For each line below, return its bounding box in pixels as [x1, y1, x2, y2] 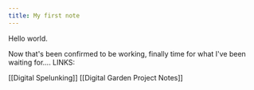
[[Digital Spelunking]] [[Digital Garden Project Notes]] [8, 72, 183, 82]
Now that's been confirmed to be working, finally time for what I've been [8, 49, 247, 58]
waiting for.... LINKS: [8, 57, 76, 67]
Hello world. [8, 33, 48, 43]
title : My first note [8, 11, 80, 20]
